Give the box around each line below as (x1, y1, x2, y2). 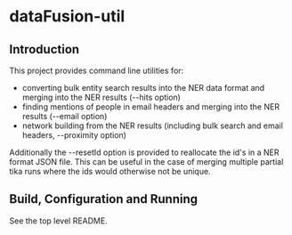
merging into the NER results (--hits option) (21, 92, 181, 102)
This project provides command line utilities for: (9, 65, 184, 76)
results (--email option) (21, 111, 108, 121)
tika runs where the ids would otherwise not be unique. (9, 166, 211, 176)
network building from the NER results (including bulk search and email (21, 120, 283, 131)
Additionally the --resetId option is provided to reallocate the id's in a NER (9, 147, 280, 158)
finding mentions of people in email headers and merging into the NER (21, 101, 280, 112)
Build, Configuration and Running (9, 191, 199, 207)
